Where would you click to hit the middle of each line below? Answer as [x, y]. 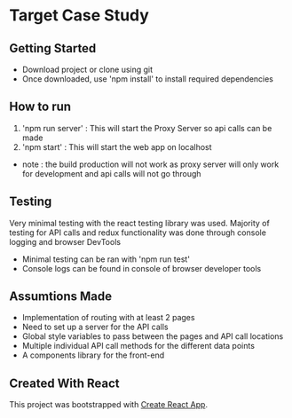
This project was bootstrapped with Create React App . [109, 405]
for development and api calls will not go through [111, 173]
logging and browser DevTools [65, 241]
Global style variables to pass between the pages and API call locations [153, 336]
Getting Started [53, 48]
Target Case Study [79, 16]
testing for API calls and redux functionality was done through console [138, 233]
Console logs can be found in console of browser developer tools [142, 268]
